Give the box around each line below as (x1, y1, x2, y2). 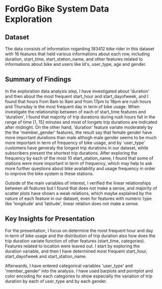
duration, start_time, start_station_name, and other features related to (5, 56, 143, 62)
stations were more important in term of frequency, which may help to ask (5, 160, 152, 166)
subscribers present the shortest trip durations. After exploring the (5, 150, 138, 156)
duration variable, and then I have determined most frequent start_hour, (5, 248, 147, 254)
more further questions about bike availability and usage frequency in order (5, 165, 156, 171)
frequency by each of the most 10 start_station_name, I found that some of (5, 155, 154, 161)
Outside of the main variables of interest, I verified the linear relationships (5, 180, 151, 186)
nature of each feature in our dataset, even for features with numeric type (5, 195, 152, 201)
